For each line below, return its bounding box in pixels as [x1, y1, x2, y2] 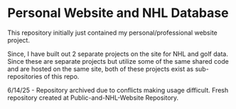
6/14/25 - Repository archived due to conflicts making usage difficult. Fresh [7, 86, 229, 94]
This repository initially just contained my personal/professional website [7, 28, 218, 37]
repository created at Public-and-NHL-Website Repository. [7, 93, 179, 102]
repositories [7, 72, 43, 81]
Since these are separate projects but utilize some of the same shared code [7, 57, 229, 65]
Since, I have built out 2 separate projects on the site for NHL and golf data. [7, 50, 229, 58]
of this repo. [43, 72, 80, 81]
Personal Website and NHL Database [7, 5, 229, 21]
